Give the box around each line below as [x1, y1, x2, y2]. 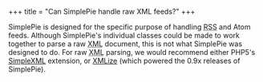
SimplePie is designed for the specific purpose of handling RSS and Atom [8, 22, 251, 31]
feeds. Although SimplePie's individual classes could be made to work [8, 31, 241, 40]
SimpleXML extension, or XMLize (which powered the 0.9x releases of [8, 56, 241, 65]
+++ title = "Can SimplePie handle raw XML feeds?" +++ [8, 7, 196, 16]
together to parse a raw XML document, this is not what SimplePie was [8, 39, 243, 49]
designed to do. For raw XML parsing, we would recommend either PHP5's [8, 48, 256, 57]
